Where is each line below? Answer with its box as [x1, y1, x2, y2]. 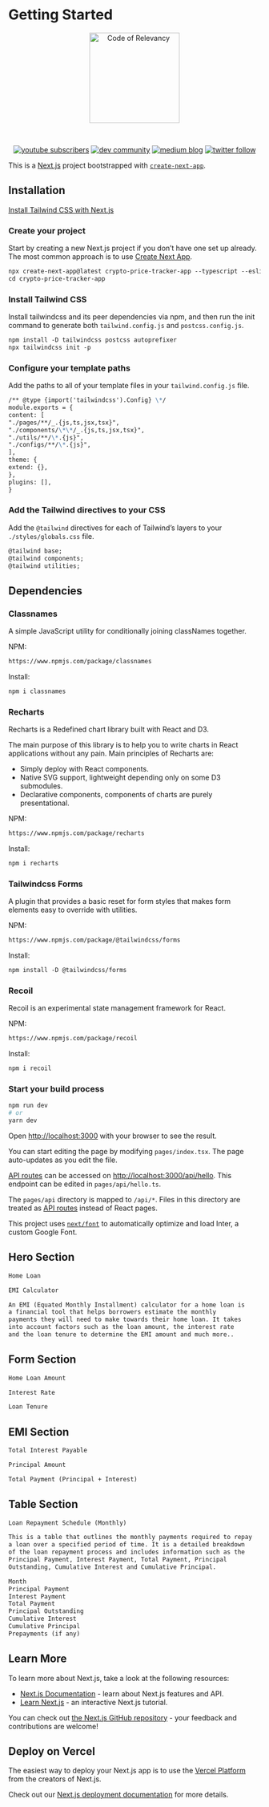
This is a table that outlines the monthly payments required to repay [8, 1534, 252, 1542]
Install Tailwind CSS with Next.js [8, 205, 114, 214]
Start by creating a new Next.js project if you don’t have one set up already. [8, 243, 258, 253]
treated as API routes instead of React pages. [8, 1203, 158, 1213]
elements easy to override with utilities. [8, 905, 138, 915]
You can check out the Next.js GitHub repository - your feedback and [8, 1712, 238, 1722]
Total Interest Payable [8, 1446, 88, 1455]
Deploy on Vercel [8, 1744, 96, 1758]
